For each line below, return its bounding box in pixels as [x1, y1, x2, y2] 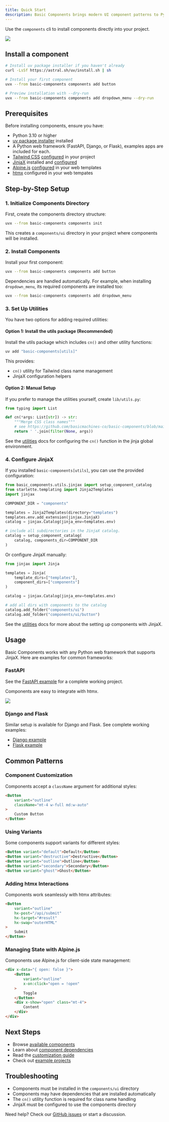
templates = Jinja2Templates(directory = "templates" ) [5, 510, 118, 515]
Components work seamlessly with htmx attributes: [5, 892, 112, 898]
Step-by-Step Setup [5, 184, 69, 193]
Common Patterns [5, 756, 64, 765]
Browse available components [12, 1041, 75, 1047]
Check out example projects [12, 1057, 71, 1063]
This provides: [5, 358, 35, 364]
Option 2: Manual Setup [5, 385, 56, 391]
